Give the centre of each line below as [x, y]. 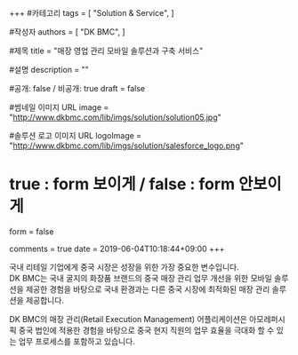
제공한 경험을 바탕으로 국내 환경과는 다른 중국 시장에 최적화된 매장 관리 [148, 289]
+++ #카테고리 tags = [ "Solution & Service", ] [92, 13]
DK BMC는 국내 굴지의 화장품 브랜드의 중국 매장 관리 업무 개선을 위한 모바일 [141, 278]
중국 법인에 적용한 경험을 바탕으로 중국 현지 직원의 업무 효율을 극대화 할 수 [146, 330]
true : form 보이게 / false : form [122, 184]
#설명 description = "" [49, 70]
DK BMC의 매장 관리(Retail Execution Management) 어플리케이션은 [128, 319]
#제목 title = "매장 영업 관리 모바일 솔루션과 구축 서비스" [106, 51]
